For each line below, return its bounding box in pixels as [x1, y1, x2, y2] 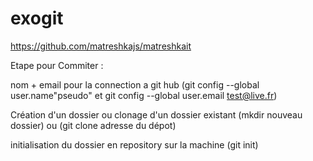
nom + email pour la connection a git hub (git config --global [10, 78, 260, 91]
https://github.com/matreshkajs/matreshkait [10, 40, 192, 52]
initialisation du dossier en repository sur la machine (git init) [10, 138, 259, 151]
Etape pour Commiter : [10, 59, 104, 71]
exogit [10, 7, 64, 30]
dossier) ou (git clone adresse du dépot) [10, 119, 177, 131]
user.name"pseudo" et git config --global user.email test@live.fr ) [10, 89, 278, 101]
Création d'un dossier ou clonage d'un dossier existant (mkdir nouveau [10, 108, 303, 121]
